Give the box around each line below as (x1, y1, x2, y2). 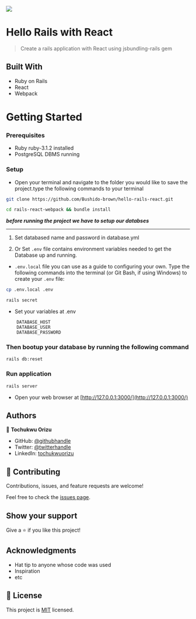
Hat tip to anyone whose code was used (14, 561, 111, 568)
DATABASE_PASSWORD (16, 329, 61, 336)
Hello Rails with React (6, 26, 113, 39)
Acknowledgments (6, 546, 77, 556)
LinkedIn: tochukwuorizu (14, 450, 74, 457)
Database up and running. (14, 252, 78, 259)
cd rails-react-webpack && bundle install (6, 207, 111, 213)
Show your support (6, 511, 78, 521)
